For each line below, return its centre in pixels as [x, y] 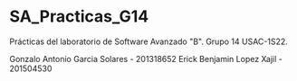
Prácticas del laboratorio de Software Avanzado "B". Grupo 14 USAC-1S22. [148, 41]
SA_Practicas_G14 [79, 17]
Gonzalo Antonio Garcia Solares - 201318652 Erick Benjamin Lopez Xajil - [146, 58]
